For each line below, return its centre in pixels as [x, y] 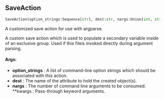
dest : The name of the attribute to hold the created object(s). [74, 80]
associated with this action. [40, 76]
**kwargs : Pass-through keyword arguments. [59, 91]
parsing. [14, 48]
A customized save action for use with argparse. [54, 28]
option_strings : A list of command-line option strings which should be [84, 70]
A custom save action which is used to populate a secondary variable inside [82, 38]
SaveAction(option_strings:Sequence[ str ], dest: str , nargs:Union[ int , [79, 19]
